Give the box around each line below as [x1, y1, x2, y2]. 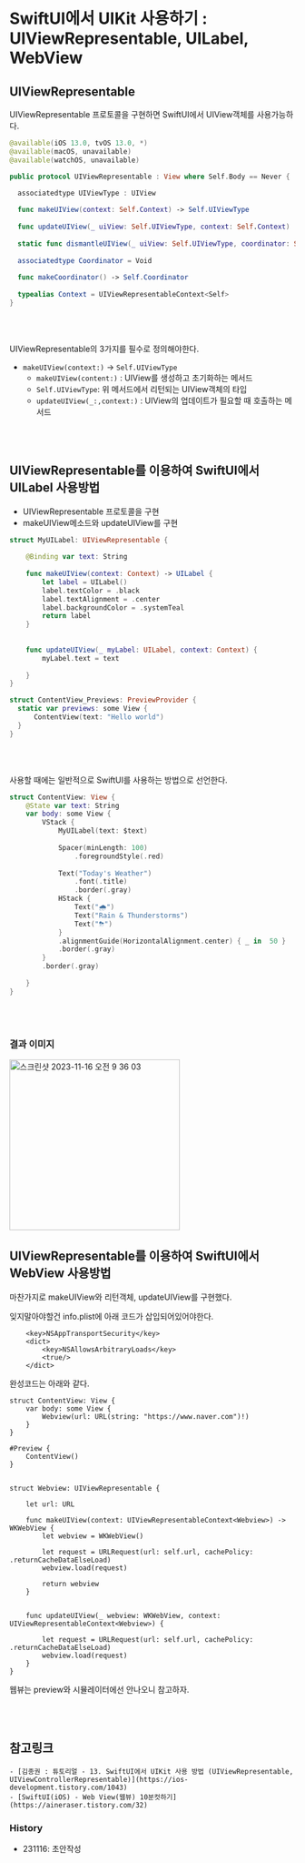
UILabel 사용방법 [9, 480, 101, 496]
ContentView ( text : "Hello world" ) [33, 713, 165, 722]
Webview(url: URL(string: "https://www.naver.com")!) [42, 1412, 250, 1421]
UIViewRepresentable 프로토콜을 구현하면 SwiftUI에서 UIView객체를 [9, 109, 255, 119]
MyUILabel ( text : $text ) [57, 826, 148, 835]
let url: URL [25, 1499, 75, 1509]
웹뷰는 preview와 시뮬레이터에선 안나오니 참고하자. [9, 1684, 190, 1695]
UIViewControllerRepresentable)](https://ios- [9, 1775, 189, 1784]
